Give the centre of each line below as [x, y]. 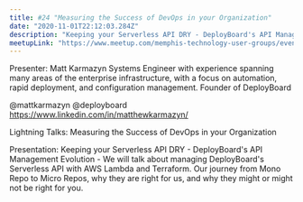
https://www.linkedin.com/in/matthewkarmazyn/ [99, 115]
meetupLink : [32, 43]
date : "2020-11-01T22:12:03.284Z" [74, 26]
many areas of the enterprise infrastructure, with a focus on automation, [143, 78]
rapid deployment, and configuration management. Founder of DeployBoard [150, 87]
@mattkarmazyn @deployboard [69, 106]
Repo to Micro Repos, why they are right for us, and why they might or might [151, 179]
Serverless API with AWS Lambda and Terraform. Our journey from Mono [145, 169]
